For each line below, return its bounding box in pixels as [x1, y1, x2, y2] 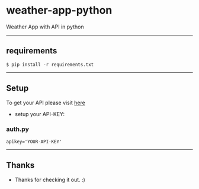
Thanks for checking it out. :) [14, 176, 86, 183]
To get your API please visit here [6, 99, 86, 106]
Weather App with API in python [6, 23, 84, 30]
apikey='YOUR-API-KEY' [6, 139, 62, 145]
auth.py [6, 125, 30, 133]
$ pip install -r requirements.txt [6, 62, 94, 68]
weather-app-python [6, 4, 113, 17]
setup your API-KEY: [14, 110, 65, 117]
